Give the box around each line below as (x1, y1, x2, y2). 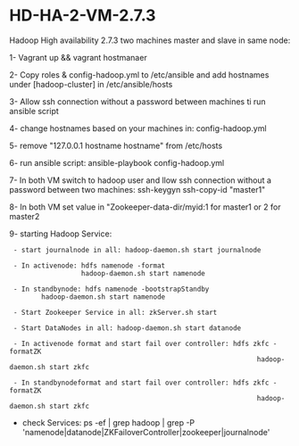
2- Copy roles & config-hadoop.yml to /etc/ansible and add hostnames (9, 69, 270, 80)
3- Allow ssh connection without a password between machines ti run (9, 95, 266, 107)
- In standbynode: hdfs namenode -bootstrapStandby (12, 285, 210, 293)
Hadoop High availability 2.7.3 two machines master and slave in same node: (9, 35, 291, 45)
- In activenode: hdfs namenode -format (12, 260, 166, 270)
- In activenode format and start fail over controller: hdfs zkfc (12, 339, 270, 348)
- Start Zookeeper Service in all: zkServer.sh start (12, 308, 218, 317)
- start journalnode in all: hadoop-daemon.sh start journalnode (12, 245, 262, 254)
